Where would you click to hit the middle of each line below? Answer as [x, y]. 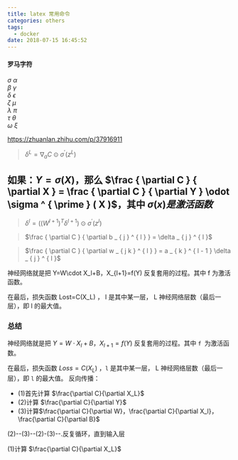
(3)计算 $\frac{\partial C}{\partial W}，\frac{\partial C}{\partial [108, 411]
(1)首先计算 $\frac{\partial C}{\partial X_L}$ [81, 394]
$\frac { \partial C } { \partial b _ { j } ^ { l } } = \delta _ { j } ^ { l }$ [119, 237]
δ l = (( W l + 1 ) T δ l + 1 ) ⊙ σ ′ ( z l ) [63, 223]
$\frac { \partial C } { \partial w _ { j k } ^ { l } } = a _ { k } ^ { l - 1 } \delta [128, 251]
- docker [27, 34]
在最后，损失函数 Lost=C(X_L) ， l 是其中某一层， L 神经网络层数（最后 [111, 297]
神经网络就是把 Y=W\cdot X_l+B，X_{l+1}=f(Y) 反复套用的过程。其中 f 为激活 [119, 273]
